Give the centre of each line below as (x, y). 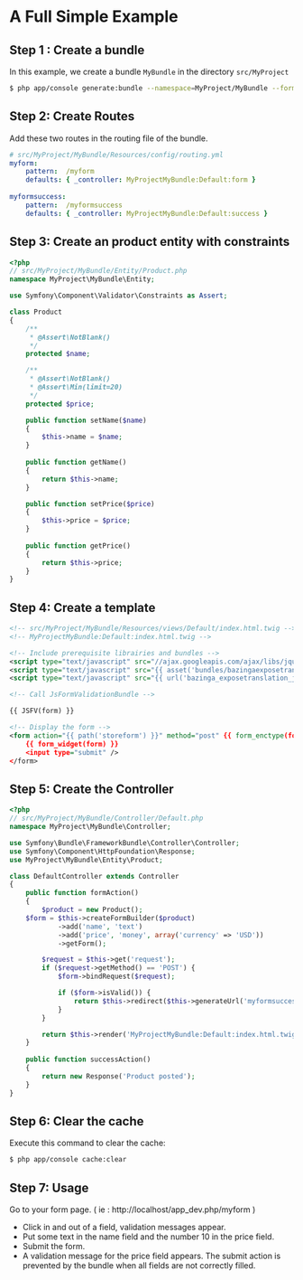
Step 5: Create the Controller (92, 789)
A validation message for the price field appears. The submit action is (151, 1256)
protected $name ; (58, 354)
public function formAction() (83, 893)
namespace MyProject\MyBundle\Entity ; (82, 279)
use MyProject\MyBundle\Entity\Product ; (87, 860)
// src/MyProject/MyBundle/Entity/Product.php (98, 271)
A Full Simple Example (94, 17)
